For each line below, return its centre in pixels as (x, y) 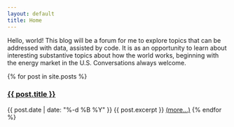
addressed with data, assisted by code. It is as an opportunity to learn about (117, 48)
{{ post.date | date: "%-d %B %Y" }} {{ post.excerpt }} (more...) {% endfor (115, 109)
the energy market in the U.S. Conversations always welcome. (97, 62)
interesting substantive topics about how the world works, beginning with (113, 55)
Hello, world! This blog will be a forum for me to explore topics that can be (114, 40)
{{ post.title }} (32, 94)
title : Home (25, 20)
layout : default (31, 14)
